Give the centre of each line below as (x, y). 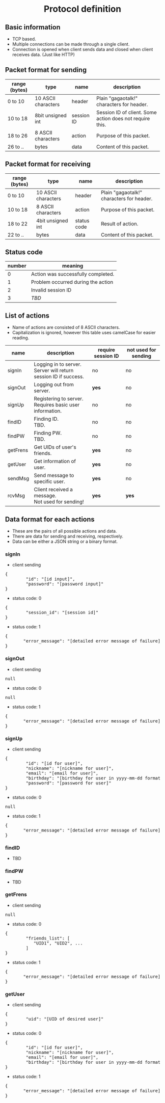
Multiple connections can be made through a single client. (71, 44)
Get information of (55, 461)
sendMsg (18, 479)
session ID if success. (59, 377)
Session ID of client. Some (127, 112)
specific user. (49, 482)
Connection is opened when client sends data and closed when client (82, 49)
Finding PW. (48, 433)
